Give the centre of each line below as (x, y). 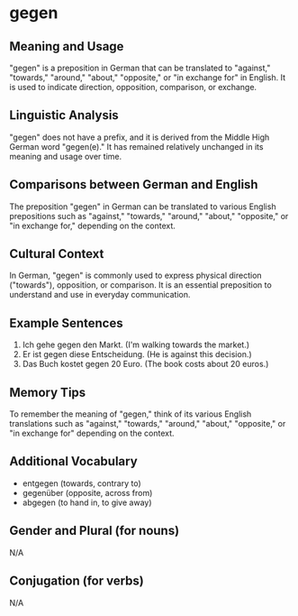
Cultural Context (57, 254)
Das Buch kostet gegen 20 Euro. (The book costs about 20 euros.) (145, 364)
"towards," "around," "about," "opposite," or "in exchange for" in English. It (148, 78)
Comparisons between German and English (134, 184)
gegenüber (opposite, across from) (87, 492)
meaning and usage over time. (66, 156)
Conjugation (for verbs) (77, 581)
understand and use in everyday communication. (100, 295)
